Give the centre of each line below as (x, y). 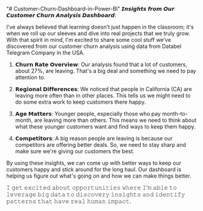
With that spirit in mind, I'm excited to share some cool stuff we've (89, 40)
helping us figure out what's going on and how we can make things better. (99, 176)
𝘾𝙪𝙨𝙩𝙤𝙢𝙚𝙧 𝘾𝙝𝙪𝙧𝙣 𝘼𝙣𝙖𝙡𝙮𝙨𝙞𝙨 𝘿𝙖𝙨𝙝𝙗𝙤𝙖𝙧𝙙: (61, 15)
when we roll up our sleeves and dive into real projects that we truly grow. (98, 33)
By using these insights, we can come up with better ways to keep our (94, 163)
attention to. (30, 77)
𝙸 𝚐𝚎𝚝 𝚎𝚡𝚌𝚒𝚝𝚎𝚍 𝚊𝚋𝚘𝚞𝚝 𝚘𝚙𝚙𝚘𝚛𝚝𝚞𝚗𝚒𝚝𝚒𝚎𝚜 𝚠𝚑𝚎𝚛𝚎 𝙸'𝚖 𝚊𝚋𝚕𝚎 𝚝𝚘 (92, 188)
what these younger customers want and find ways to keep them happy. (105, 126)
